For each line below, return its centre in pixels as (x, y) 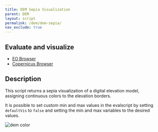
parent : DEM (17, 14)
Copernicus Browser (32, 64)
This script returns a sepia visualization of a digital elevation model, (72, 90)
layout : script (20, 18)
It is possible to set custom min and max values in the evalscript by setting (79, 105)
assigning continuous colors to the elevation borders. (58, 96)
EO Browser (24, 59)
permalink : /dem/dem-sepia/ (33, 23)
